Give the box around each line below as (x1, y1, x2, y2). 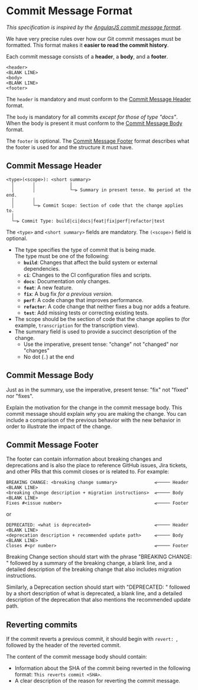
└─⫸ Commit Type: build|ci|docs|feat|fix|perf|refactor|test (11, 218, 165, 224)
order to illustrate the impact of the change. (6, 422, 112, 430)
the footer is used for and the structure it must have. (6, 143, 133, 150)
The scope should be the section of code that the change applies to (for (14, 315, 190, 322)
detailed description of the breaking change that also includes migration (6, 566, 181, 573)
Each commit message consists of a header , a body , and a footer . (6, 53, 168, 60)
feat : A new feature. (23, 284, 73, 291)
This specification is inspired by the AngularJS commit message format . (6, 24, 182, 31)
